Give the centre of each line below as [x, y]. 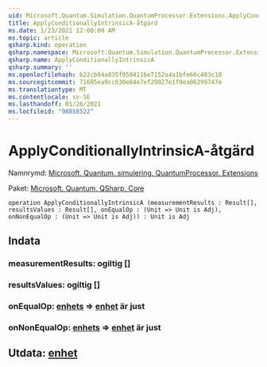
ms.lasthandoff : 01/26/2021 [55, 104]
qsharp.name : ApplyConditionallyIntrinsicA [81, 60]
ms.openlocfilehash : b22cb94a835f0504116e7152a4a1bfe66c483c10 [115, 75]
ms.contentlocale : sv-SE [49, 97]
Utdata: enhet [43, 353]
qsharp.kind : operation [48, 45]
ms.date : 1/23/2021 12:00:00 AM [62, 30]
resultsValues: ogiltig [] [54, 285]
